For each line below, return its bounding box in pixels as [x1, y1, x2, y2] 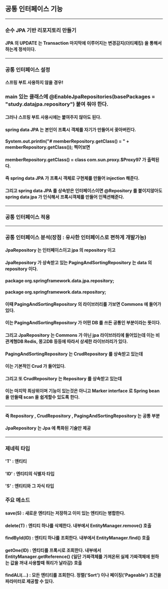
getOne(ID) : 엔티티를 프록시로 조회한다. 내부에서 [5, 547, 101, 553]
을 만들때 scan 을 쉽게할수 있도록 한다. [5, 394, 80, 400]
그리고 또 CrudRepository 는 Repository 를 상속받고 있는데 [5, 375, 122, 381]
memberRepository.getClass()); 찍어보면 [5, 144, 90, 150]
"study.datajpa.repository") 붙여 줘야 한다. [5, 101, 108, 108]
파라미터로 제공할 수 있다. [5, 578, 54, 584]
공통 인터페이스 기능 [5, 5, 63, 14]
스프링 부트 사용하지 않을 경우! [5, 80, 63, 86]
